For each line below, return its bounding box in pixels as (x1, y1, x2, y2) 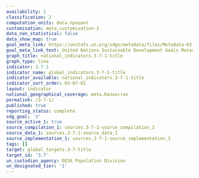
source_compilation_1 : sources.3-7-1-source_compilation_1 (6, 125, 155, 131)
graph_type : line (6, 58, 49, 64)
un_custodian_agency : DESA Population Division (6, 158, 126, 164)
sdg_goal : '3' (6, 113, 41, 119)
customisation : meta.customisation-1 (6, 25, 99, 31)
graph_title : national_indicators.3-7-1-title (6, 53, 123, 59)
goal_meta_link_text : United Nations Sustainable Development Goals (6, 47, 179, 53)
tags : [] (6, 141, 28, 147)
